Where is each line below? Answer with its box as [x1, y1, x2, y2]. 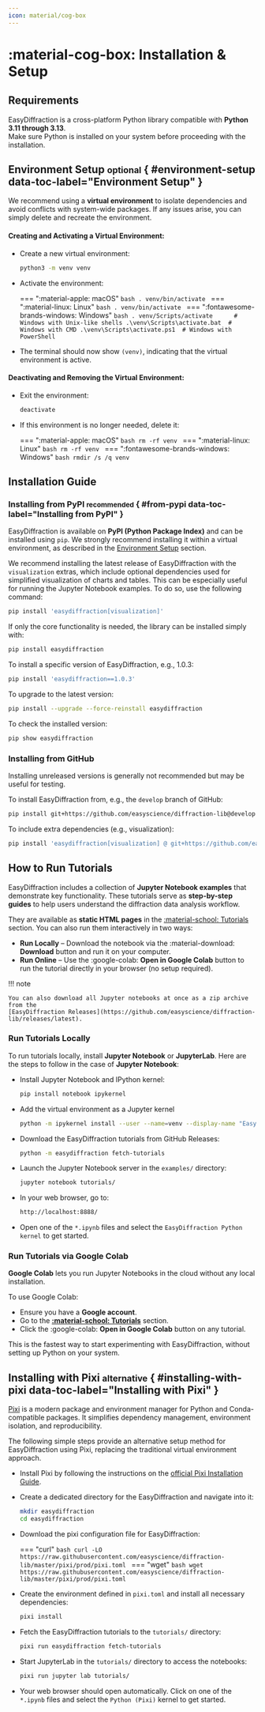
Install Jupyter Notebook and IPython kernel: [19, 1074, 166, 1084]
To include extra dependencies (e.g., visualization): [8, 824, 174, 834]
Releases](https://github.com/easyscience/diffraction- [68, 1008, 256, 1016]
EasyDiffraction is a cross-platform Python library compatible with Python [8, 115, 248, 124]
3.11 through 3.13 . [8, 123, 66, 133]
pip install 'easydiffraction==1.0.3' [8, 675, 136, 684]
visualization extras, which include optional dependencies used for [8, 567, 231, 577]
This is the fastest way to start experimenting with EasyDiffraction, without [8, 1340, 250, 1349]
